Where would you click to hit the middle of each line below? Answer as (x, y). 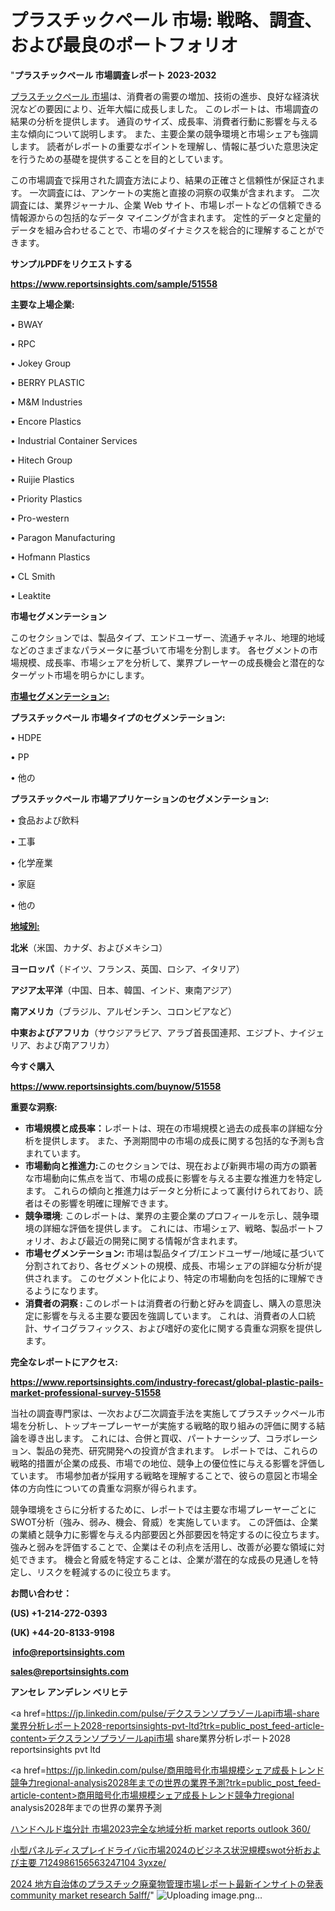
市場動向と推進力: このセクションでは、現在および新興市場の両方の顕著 (171, 1165)
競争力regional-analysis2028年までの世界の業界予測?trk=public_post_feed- (166, 1782)
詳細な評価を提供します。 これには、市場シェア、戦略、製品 (165, 1228)
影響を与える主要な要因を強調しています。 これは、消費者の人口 (174, 1315)
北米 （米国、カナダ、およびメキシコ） (89, 947)
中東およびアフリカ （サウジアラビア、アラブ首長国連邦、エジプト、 (150, 1032)
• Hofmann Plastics (50, 557)
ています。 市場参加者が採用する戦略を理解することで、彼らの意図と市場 (160, 1475)
